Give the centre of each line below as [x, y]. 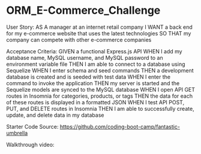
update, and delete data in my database [55, 115]
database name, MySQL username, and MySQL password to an [85, 58]
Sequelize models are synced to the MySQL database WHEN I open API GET [101, 89]
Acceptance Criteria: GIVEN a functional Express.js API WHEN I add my [94, 51]
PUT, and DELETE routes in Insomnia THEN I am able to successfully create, [100, 108]
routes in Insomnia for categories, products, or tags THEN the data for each [100, 96]
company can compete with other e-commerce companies [79, 40]
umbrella [17, 133]
